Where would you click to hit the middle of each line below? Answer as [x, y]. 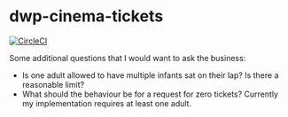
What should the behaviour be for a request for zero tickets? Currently [150, 94]
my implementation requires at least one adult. [107, 103]
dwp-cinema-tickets [86, 16]
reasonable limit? [53, 84]
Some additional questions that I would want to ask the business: [128, 58]
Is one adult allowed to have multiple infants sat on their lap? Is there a [150, 75]
